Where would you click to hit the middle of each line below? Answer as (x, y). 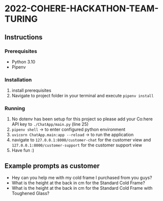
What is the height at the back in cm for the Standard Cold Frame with (82, 188)
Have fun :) (23, 150)
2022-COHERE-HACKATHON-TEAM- (81, 9)
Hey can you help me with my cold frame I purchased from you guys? (82, 178)
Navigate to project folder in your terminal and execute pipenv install (82, 96)
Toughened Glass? (31, 193)
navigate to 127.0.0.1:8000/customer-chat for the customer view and (81, 140)
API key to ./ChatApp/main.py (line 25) (50, 124)
